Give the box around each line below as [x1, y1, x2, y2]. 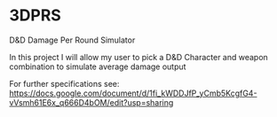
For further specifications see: [9, 78, 120, 89]
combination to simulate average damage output [9, 61, 186, 72]
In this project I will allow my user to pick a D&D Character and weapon [9, 51, 268, 62]
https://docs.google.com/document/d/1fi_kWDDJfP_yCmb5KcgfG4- [9, 88, 257, 98]
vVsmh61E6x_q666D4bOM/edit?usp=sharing [9, 97, 174, 107]
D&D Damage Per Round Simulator [9, 35, 136, 45]
